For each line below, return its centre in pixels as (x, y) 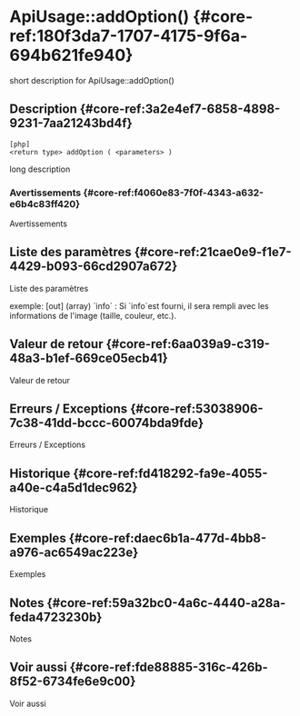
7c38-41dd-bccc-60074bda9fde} (107, 423)
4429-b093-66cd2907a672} (94, 267)
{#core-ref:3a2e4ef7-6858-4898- (180, 109)
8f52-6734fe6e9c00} (73, 682)
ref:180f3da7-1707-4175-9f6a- (129, 36)
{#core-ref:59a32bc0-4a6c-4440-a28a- (166, 603)
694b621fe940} (71, 55)
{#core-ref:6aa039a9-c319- (188, 344)
